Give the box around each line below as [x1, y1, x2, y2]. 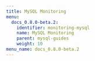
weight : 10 [16, 41, 43, 47]
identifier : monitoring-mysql [16, 24, 90, 31]
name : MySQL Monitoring [16, 30, 75, 36]
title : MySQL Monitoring [6, 8, 66, 15]
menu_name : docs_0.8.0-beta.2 [6, 46, 80, 52]
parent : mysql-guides [16, 35, 69, 41]
